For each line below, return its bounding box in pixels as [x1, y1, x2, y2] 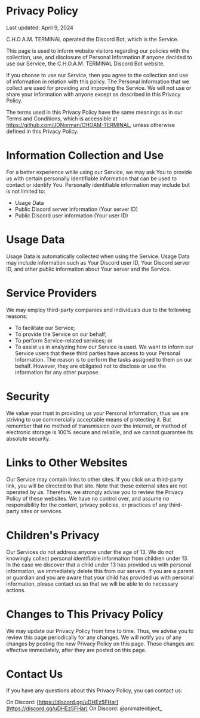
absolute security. [6, 435, 51, 442]
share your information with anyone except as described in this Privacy [6, 90, 181, 98]
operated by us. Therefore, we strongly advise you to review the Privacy [6, 488, 184, 495]
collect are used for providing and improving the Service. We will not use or [6, 84, 192, 91]
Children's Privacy [6, 528, 100, 542]
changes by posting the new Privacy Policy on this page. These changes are [6, 640, 194, 647]
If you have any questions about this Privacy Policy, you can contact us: [6, 687, 183, 694]
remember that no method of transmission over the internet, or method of [6, 422, 187, 429]
